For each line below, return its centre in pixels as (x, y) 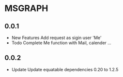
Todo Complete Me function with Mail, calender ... (61, 43)
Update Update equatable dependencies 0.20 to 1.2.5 (65, 69)
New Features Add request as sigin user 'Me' (56, 38)
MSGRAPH (26, 8)
